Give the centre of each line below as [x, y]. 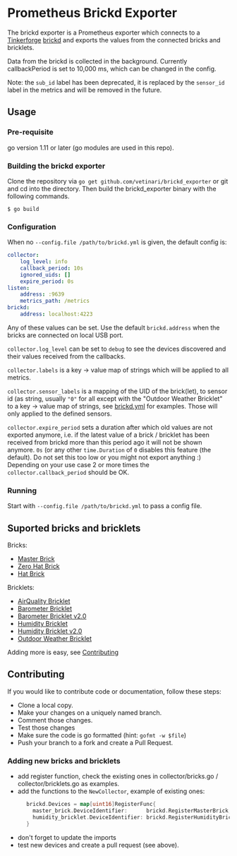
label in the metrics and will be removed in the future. [85, 90]
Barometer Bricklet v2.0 [52, 616]
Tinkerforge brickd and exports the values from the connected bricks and [114, 40]
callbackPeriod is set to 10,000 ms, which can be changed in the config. [112, 68]
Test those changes [46, 728]
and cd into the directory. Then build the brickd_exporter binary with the [112, 188]
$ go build [23, 209]
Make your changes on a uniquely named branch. [90, 712]
